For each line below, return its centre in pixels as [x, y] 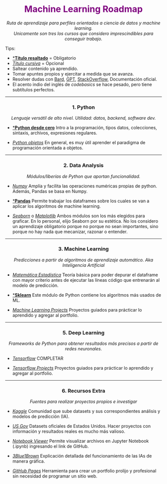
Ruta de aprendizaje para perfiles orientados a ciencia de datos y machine [83, 23]
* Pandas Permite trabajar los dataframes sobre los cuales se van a [81, 201]
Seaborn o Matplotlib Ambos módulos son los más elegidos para [79, 216]
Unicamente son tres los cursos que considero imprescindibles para [83, 33]
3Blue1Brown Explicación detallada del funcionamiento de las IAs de [82, 456]
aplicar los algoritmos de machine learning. [56, 206]
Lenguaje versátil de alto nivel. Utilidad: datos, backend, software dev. [83, 118]
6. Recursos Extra [83, 391]
